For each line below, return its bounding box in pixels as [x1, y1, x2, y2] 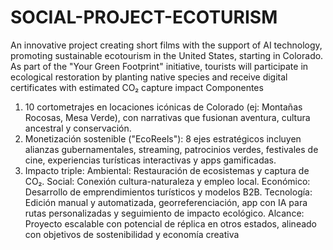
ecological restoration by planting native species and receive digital [10, 71, 288, 83]
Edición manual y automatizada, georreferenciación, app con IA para [24, 196, 308, 208]
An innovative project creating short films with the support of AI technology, [10, 39, 323, 51]
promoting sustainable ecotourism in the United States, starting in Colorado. [10, 49, 324, 61]
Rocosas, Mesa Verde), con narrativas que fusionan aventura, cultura [24, 111, 311, 123]
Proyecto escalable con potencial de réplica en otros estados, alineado [24, 217, 318, 230]
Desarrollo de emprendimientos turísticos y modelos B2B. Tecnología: [24, 186, 313, 198]
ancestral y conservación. [24, 122, 132, 134]
